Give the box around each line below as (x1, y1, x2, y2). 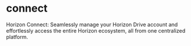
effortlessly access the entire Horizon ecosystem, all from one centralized (6, 27, 186, 34)
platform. (6, 33, 28, 40)
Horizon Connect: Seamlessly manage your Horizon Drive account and (6, 21, 178, 28)
